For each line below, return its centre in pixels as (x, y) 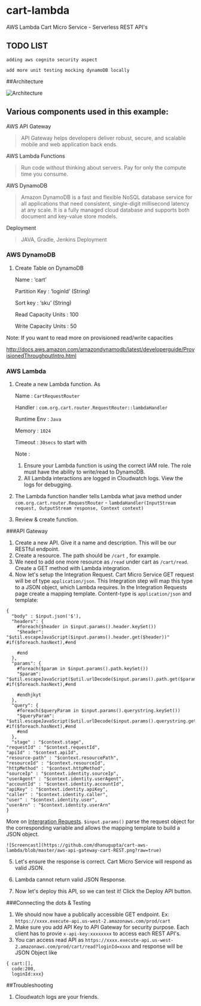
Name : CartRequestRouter (47, 396)
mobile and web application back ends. (69, 144)
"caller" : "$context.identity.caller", (57, 795)
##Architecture (25, 81)
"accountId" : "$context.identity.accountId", (65, 784)
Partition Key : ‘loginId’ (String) (53, 291)
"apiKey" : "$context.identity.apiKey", (57, 790)
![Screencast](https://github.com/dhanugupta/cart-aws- (77, 845)
